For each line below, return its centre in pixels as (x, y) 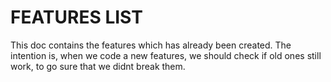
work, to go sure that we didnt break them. (98, 66)
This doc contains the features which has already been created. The (151, 45)
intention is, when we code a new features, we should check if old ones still (166, 55)
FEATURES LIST (76, 17)
